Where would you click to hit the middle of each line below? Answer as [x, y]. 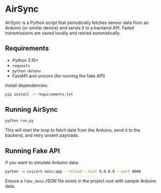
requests [21, 66]
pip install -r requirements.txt [39, 94]
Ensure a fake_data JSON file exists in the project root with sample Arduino [81, 181]
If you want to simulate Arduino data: [42, 163]
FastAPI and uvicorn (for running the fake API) [58, 76]
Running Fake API [33, 151]
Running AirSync [31, 109]
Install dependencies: [27, 85]
